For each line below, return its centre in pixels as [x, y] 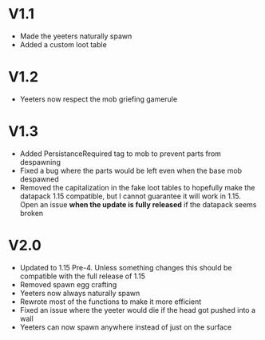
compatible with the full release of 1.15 [83, 276]
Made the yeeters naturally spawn [76, 36]
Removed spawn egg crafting [68, 284]
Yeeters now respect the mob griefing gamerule [99, 99]
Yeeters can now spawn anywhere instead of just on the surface [126, 327]
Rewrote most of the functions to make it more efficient [111, 302]
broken [32, 213]
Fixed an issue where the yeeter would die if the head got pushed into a [138, 310]
